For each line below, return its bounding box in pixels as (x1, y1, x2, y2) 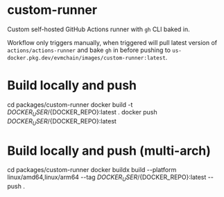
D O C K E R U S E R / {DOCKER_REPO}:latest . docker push (7, 108, 157, 118)
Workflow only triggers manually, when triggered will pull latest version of (7, 38, 218, 46)
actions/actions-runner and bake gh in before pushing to (7, 46, 171, 54)
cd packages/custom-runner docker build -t (7, 100, 133, 109)
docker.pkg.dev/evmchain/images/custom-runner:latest (7, 54, 166, 61)
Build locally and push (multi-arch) (7, 143, 212, 158)
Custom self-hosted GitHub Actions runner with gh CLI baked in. (7, 25, 191, 33)
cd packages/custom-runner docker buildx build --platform (7, 166, 177, 174)
